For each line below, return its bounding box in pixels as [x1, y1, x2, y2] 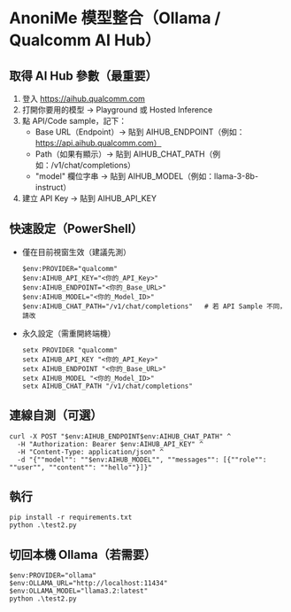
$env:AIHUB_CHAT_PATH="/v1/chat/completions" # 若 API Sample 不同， [21, 302, 287, 311]
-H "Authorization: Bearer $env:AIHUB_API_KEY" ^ [17, 439, 203, 448]
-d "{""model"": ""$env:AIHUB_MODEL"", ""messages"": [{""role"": [17, 455, 267, 464]
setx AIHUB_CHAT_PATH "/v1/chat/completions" [21, 382, 193, 391]
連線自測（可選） [9, 408, 103, 423]
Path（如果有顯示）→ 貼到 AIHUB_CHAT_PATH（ [34, 149, 213, 159]
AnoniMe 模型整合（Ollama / [9, 8, 221, 28]
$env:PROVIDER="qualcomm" [21, 264, 118, 273]
